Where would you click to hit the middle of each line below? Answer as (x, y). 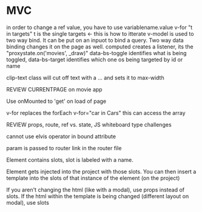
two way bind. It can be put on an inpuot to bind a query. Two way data (95, 40)
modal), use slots (28, 202)
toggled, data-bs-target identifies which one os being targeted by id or (95, 59)
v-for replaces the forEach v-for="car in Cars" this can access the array (96, 113)
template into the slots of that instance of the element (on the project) (93, 178)
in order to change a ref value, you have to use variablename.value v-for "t (99, 27)
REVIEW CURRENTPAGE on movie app (54, 89)
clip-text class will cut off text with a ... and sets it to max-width (86, 78)
